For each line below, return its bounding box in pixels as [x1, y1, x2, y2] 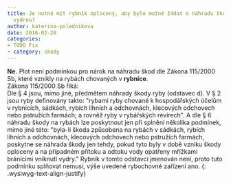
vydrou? [13, 16, 36, 23]
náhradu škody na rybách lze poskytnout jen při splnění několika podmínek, [7, 118, 221, 126]
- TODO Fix [7, 42, 38, 49]
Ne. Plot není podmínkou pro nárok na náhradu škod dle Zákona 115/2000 [7, 67, 215, 76]
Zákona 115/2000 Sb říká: [7, 82, 79, 90]
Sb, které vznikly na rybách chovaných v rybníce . [7, 74, 148, 82]
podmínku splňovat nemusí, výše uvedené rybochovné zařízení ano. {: [7, 162, 206, 170]
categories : [7, 36, 41, 43]
